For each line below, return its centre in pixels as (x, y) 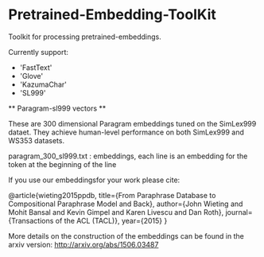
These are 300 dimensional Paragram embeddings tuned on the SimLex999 (132, 123)
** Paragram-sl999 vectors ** (57, 108)
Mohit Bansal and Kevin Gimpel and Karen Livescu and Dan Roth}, (116, 212)
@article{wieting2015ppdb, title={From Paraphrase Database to (112, 195)
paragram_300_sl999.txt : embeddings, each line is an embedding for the (128, 156)
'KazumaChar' (43, 84)
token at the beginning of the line (62, 164)
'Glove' (31, 76)
